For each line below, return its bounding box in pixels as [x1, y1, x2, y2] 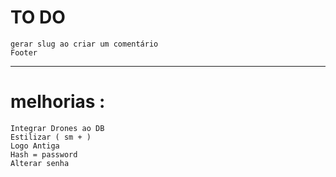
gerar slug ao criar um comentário [10, 39, 159, 49]
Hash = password [10, 149, 78, 160]
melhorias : [10, 91, 106, 113]
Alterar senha [10, 158, 70, 168]
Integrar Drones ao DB [10, 123, 105, 133]
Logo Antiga [10, 141, 60, 151]
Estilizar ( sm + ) [10, 132, 92, 142]
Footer [10, 47, 38, 58]
